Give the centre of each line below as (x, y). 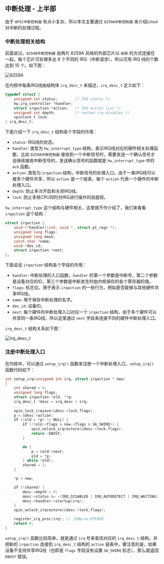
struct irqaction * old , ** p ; (43, 397)
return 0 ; (24, 524)
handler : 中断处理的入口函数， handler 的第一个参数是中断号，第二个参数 (85, 275)
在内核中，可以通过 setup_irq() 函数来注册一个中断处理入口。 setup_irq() (80, 363)
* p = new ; (24, 479)
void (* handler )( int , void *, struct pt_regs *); (65, 228)
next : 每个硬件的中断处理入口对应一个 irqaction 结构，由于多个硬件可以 (84, 312)
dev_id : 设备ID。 (29, 306)
